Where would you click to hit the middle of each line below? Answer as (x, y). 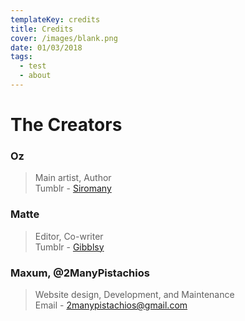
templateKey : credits (55, 19)
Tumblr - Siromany (73, 188)
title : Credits (42, 29)
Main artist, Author (73, 178)
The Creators (66, 125)
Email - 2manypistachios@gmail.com (111, 305)
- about (35, 76)
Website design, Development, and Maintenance (134, 294)
